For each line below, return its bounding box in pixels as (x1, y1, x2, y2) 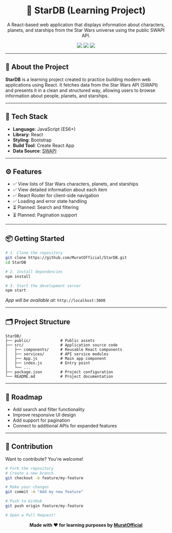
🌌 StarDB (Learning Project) (26, 5, 146, 16)
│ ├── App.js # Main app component (5, 356, 106, 361)
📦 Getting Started (5, 234, 65, 243)
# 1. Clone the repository (5, 251, 63, 256)
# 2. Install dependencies (5, 269, 63, 274)
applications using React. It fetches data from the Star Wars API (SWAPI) (5, 81, 158, 88)
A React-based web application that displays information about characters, (7, 22, 165, 28)
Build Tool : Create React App (12, 142, 74, 148)
